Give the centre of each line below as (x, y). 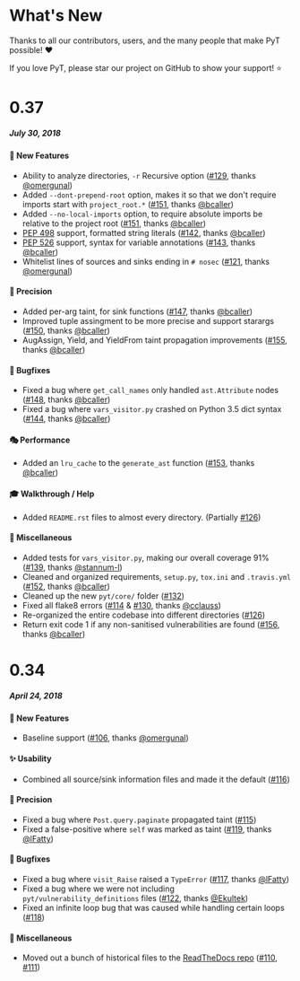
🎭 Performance (40, 440)
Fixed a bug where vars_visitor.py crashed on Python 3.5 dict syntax (152, 409)
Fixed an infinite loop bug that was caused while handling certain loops (153, 908)
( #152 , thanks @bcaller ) (66, 586)
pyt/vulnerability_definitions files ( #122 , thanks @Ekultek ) (135, 898)
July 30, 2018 (35, 133)
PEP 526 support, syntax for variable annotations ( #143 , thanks (139, 242)
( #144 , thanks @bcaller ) (66, 419)
